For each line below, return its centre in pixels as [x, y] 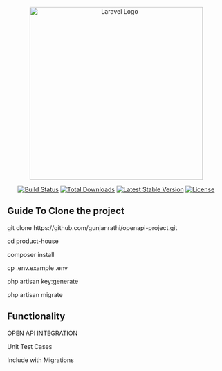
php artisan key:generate [43, 281]
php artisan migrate [35, 294]
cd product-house [33, 241]
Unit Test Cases [30, 346]
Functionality [36, 317]
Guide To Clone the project [66, 211]
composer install [31, 254]
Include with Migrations [40, 360]
